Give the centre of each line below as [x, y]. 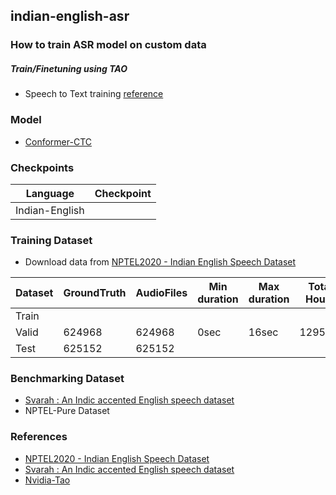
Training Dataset [51, 240]
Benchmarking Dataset [67, 379]
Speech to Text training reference [94, 94]
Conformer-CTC [58, 141]
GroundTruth [95, 293]
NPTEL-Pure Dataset [67, 411]
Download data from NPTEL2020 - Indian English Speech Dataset [160, 262]
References [39, 437]
